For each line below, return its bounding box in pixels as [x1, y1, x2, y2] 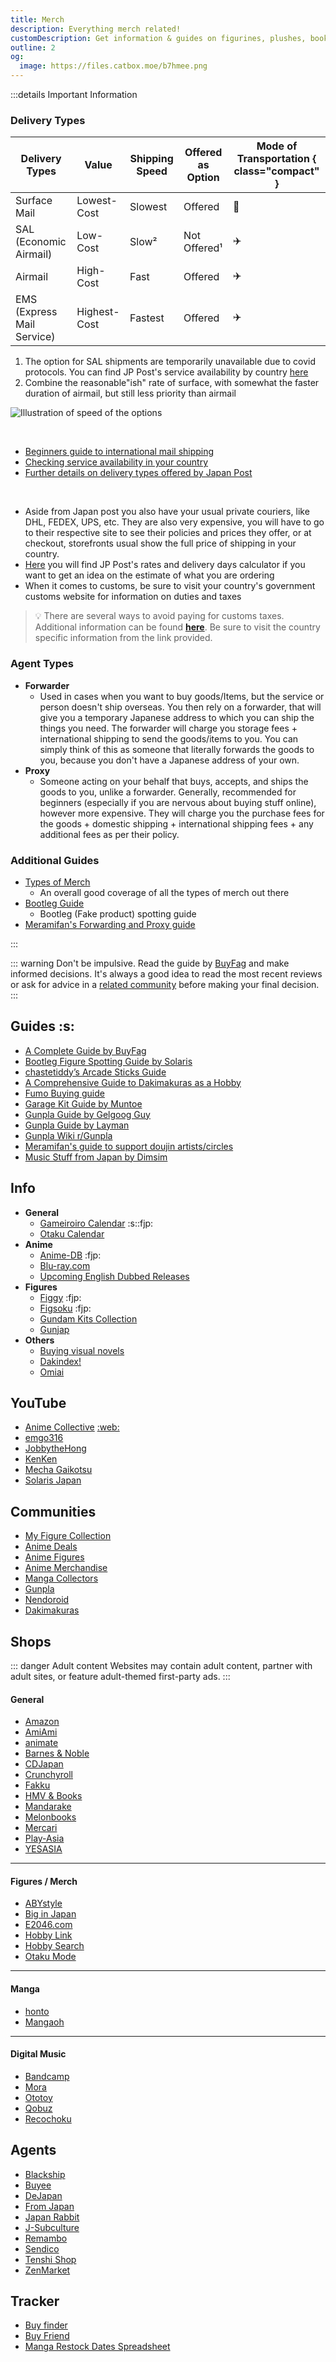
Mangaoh [24, 2016, 65, 2028]
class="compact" [233, 164, 320, 178]
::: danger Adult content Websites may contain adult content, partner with [10, 1659, 313, 1671]
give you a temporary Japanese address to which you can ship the [39, 711, 315, 723]
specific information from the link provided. [34, 632, 213, 644]
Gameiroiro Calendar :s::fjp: [39, 1217, 154, 1229]
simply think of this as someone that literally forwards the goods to [39, 743, 315, 755]
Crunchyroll [24, 1769, 73, 1781]
